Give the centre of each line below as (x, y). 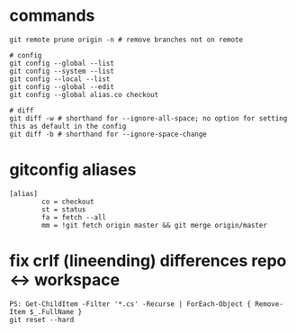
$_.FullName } (56, 311)
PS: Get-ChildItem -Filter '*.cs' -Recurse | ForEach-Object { (130, 304)
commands (52, 16)
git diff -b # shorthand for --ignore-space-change (108, 134)
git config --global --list (62, 63)
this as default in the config (68, 126)
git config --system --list (62, 71)
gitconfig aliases (73, 170)
